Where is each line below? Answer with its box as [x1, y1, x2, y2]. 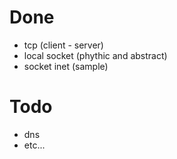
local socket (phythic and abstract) [23, 49, 168, 61]
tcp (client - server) [23, 39, 104, 51]
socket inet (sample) [23, 60, 109, 72]
